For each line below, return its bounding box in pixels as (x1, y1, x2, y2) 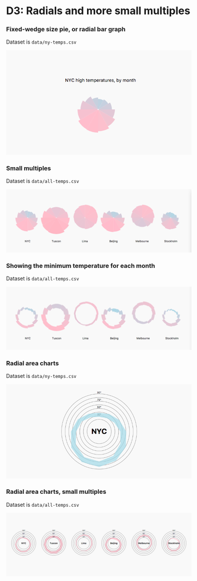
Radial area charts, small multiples (6, 487, 107, 496)
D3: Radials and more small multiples (6, 4, 191, 18)
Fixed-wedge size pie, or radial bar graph (6, 25, 126, 34)
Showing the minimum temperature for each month (6, 262, 155, 270)
